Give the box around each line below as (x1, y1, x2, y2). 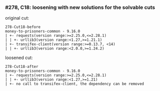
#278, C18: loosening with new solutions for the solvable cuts (5, 4, 156, 11)
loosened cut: (5, 55, 33, 61)
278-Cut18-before (5, 25, 41, 30)
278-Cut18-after (5, 64, 38, 69)
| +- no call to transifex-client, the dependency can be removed (5, 82, 144, 87)
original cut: (5, 15, 30, 21)
